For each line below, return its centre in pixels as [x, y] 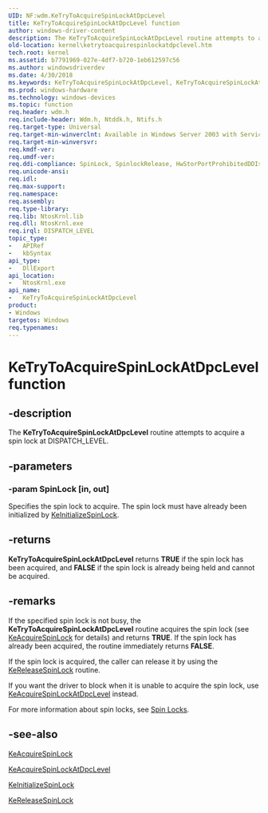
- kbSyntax [30, 253]
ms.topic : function [41, 105]
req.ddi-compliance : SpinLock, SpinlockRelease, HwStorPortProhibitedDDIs [135, 165]
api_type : [25, 260]
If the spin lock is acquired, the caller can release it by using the [113, 661]
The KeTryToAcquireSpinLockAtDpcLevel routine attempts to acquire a [126, 433]
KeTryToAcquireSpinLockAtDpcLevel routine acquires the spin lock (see [129, 629]
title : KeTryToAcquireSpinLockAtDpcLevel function [94, 23]
